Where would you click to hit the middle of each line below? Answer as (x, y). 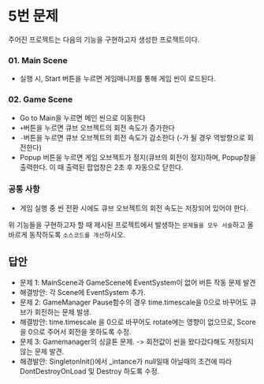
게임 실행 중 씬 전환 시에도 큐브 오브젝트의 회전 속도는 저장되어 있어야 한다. (134, 208)
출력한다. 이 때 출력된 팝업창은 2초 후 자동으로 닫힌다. (101, 167)
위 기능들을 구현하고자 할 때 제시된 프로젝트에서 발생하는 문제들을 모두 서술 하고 (127, 225)
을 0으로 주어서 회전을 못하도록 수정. (75, 331)
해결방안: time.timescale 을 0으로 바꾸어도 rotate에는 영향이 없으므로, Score (138, 322)
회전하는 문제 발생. (63, 311)
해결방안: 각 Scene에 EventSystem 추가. (82, 292)
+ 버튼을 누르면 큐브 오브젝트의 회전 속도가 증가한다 (97, 128)
